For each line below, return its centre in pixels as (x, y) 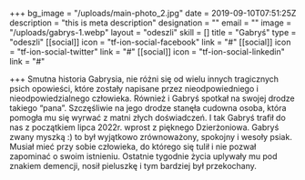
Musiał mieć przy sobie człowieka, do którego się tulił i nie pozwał (133, 146)
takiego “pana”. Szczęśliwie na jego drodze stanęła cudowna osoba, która (148, 108)
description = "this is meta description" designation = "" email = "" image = (151, 23)
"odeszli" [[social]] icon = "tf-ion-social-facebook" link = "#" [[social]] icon (150, 42)
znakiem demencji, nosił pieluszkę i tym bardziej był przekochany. (133, 166)
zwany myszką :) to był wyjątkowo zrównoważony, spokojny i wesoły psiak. (151, 137)
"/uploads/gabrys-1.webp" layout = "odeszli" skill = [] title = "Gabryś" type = (153, 32)
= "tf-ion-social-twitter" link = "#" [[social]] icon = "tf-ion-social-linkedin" (147, 52)
